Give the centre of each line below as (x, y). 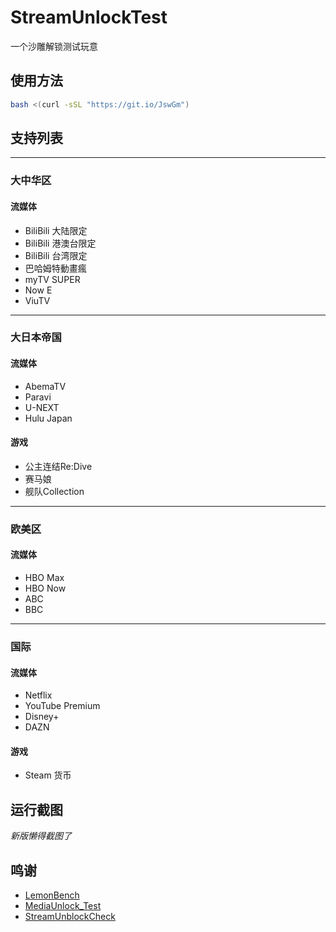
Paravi (38, 397)
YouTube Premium (62, 706)
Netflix (38, 695)
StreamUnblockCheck (70, 916)
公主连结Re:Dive (58, 466)
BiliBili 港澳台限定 (60, 243)
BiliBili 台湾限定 (56, 255)
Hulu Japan (48, 418)
